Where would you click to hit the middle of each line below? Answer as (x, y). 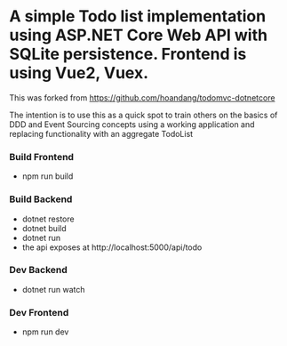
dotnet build (44, 228)
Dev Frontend (39, 312)
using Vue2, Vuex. (79, 73)
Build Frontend (41, 157)
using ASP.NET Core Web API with (139, 35)
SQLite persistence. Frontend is (128, 54)
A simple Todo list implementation (138, 16)
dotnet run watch (54, 289)
